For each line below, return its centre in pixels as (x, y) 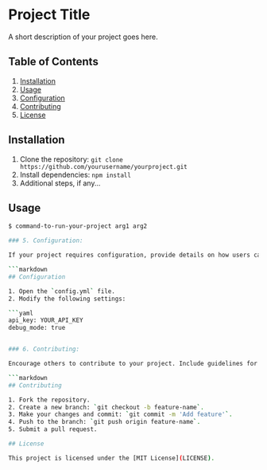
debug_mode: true (37, 328)
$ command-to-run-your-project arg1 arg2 (78, 226)
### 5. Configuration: (46, 241)
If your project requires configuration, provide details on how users (129, 255)
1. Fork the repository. (49, 400)
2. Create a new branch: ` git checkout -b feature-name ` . (106, 407)
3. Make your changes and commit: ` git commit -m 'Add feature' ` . (120, 415)
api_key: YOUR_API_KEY (46, 320)
